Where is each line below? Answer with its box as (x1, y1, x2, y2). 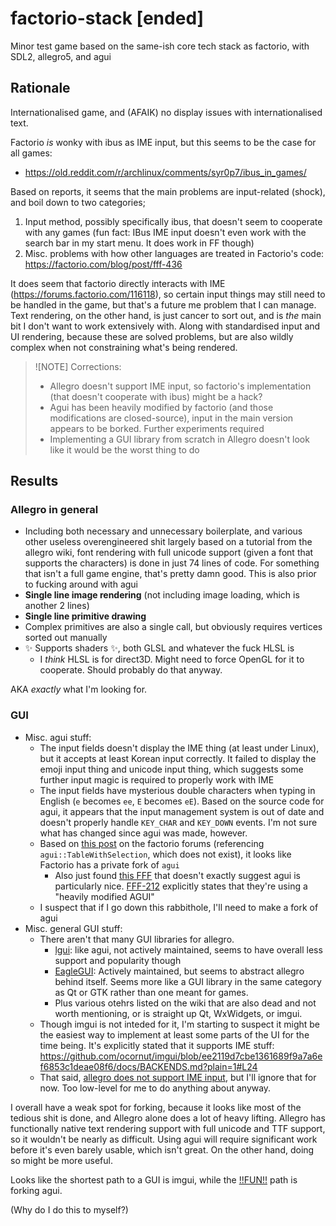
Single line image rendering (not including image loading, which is (24, 589, 300, 601)
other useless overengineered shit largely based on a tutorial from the (24, 536, 313, 548)
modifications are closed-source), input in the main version (49, 412, 294, 424)
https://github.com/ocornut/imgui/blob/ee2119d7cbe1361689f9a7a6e (39, 1050, 323, 1062)
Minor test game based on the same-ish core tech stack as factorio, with (10, 40, 310, 52)
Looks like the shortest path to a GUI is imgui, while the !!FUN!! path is (10, 1173, 298, 1186)
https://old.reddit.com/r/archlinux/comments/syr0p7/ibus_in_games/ (24, 166, 307, 178)
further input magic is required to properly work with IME (39, 773, 275, 786)
